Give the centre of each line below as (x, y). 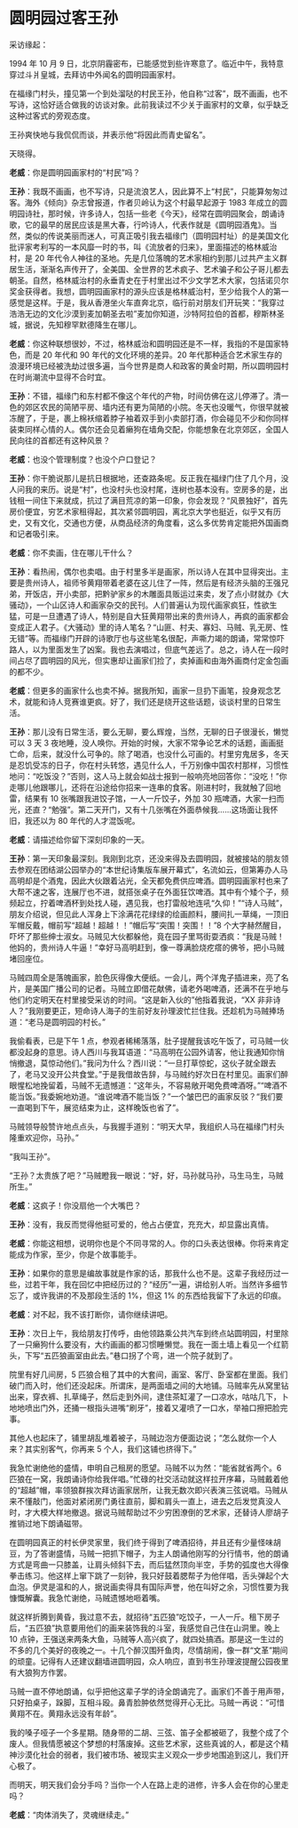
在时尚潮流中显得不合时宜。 (60, 377)
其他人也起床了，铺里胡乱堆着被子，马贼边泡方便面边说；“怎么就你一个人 (143, 1437)
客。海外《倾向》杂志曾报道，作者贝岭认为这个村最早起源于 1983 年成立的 (145, 202)
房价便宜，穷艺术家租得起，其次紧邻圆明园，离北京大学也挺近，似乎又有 (141, 511)
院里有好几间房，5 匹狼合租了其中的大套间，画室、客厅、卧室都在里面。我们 (149, 1374)
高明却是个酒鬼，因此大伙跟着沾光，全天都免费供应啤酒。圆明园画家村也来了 (149, 881)
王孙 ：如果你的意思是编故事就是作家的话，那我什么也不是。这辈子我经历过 (145, 1273)
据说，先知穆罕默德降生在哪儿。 (83, 325)
